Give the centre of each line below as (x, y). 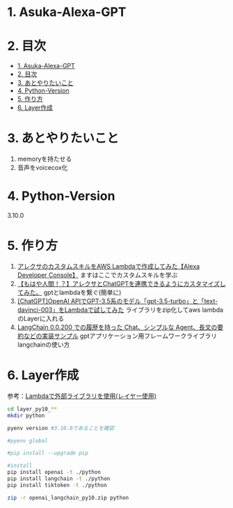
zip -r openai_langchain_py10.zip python (68, 498)
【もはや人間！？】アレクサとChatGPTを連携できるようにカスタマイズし (121, 283)
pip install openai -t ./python (54, 473)
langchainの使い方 (43, 344)
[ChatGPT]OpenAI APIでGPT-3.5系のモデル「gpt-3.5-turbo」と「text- (117, 301)
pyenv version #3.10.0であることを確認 (61, 428)
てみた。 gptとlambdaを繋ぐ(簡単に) (69, 292)
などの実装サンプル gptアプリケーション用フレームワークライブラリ (120, 335)
